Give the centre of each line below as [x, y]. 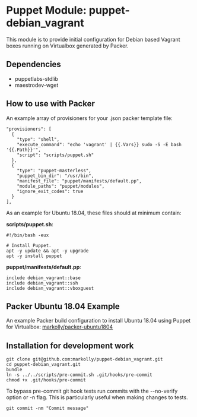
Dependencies [34, 64]
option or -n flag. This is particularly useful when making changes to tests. [97, 397]
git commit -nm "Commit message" [47, 408]
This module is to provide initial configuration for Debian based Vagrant [93, 39]
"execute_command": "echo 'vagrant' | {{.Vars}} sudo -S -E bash [99, 144]
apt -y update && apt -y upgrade [47, 251]
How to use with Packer [50, 104]
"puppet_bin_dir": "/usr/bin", [55, 176]
